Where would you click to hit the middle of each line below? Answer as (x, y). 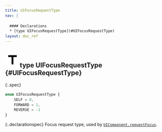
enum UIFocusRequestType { (33, 94)
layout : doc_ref (22, 36)
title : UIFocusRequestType (33, 10)
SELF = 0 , (24, 100)
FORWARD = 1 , (27, 105)
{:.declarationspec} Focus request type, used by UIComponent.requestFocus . (81, 125)
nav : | (12, 15)
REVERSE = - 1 (27, 110)
